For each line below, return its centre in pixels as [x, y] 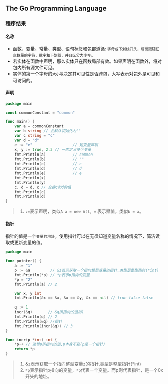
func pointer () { [23, 261]
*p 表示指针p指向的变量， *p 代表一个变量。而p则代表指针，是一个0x [94, 370]
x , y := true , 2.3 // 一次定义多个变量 [53, 150]
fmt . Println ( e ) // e [48, 173]
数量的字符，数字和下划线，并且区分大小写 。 [56, 55]
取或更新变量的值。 [25, 242]
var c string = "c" [35, 136]
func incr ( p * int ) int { [31, 340]
